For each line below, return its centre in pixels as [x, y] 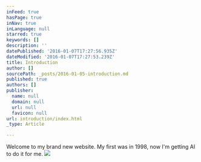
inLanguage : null [28, 29]
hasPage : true [24, 18]
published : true [27, 79]
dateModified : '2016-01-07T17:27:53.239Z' [61, 57]
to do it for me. [25, 154]
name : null [25, 96]
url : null [24, 107]
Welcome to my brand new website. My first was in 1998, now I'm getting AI [101, 147]
